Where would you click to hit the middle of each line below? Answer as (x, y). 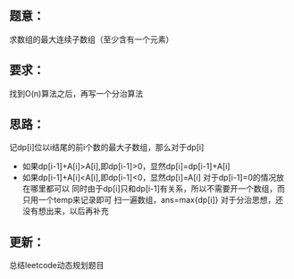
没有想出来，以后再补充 (65, 211)
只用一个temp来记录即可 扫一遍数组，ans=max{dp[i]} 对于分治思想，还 (153, 200)
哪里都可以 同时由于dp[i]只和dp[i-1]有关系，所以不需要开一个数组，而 (158, 189)
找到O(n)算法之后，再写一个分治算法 (76, 93)
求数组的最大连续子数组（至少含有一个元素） (92, 39)
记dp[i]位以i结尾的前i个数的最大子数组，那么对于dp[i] (107, 148)
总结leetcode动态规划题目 (57, 266)
